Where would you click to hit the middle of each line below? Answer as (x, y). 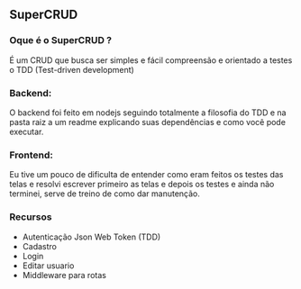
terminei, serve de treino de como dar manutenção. (105, 194)
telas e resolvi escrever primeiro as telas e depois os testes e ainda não (142, 185)
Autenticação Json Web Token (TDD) (91, 237)
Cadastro (39, 246)
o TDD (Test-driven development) (72, 69)
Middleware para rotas (64, 275)
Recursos (31, 217)
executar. (27, 131)
